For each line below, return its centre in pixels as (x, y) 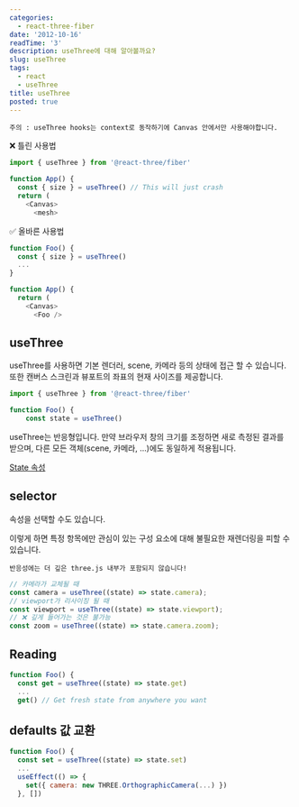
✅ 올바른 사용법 (37, 231)
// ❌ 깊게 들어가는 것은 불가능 (60, 618)
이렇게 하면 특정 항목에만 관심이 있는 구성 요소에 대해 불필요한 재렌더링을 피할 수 (150, 538)
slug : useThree (38, 60)
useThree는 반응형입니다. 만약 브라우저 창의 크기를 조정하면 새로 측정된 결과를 (147, 437)
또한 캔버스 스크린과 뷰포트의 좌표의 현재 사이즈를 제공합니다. (116, 377)
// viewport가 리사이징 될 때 (59, 601)
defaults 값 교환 (53, 730)
